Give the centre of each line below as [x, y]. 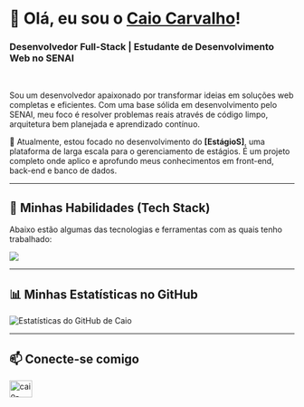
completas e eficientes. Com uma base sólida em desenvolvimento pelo [143, 105]
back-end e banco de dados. [63, 170]
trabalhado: [31, 239]
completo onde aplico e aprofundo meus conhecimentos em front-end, [142, 161]
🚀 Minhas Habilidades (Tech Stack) [110, 208]
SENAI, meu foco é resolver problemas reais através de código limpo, [139, 115]
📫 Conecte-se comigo [75, 359]
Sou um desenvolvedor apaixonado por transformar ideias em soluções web [152, 95]
